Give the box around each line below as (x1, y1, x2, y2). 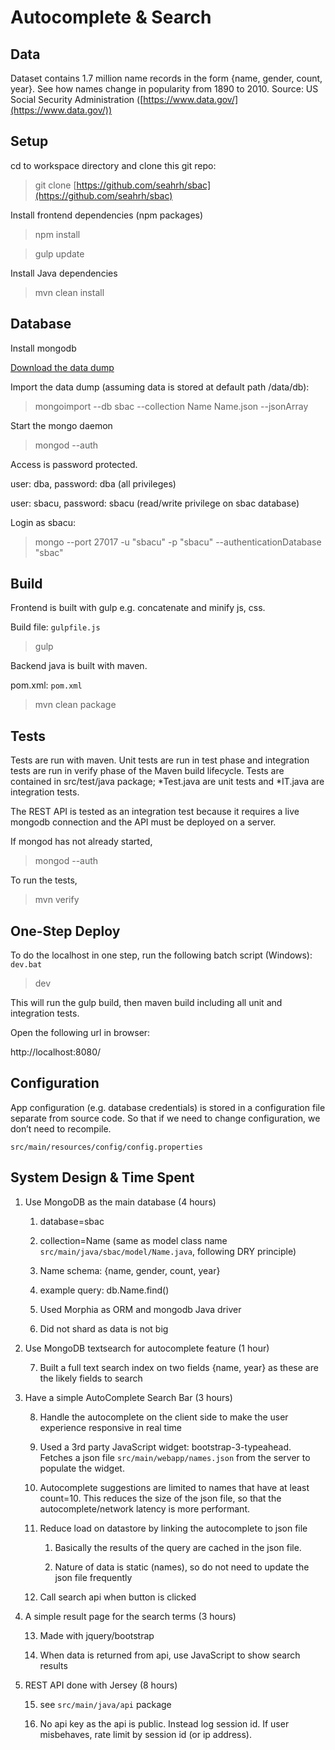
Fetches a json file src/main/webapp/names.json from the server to (39, 1451, 311, 1463)
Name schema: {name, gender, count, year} (39, 1264, 221, 1276)
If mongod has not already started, (10, 836, 153, 848)
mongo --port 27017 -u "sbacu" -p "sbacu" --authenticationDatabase (34, 536, 322, 548)
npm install (34, 228, 81, 240)
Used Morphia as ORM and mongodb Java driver (39, 1303, 242, 1315)
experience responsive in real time (39, 1421, 182, 1433)
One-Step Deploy (10, 922, 121, 940)
